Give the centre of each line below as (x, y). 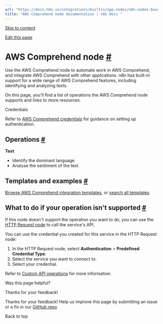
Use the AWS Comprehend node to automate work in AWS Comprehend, (78, 70)
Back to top (16, 316)
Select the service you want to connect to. (54, 259)
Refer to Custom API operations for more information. (58, 273)
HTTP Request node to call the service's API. (50, 225)
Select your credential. (34, 264)
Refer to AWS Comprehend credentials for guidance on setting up (71, 119)
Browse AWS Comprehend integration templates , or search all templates (77, 193)
